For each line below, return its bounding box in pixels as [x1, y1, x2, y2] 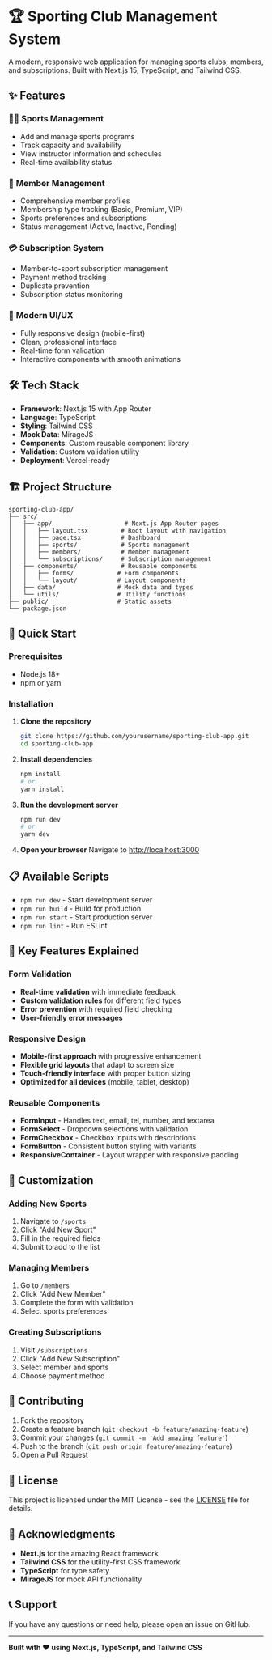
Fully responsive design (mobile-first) [19, 328, 146, 338]
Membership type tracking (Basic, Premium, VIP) [19, 204, 184, 214]
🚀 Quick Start [8, 626, 77, 640]
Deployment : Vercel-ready [19, 456, 111, 465]
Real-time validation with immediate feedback [19, 987, 176, 996]
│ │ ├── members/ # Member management [8, 548, 190, 556]
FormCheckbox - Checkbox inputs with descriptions [19, 1133, 197, 1143]
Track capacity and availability [19, 140, 122, 150]
